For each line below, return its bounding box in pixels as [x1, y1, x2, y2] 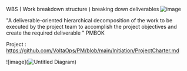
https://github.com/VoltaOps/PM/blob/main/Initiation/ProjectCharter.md [6, 47, 179, 54]
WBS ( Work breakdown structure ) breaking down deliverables [6, 6, 159, 12]
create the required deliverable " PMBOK [6, 29, 105, 36]
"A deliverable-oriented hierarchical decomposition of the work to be [6, 17, 173, 23]
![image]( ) [6, 59, 77, 65]
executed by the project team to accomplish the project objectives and [6, 23, 178, 30]
